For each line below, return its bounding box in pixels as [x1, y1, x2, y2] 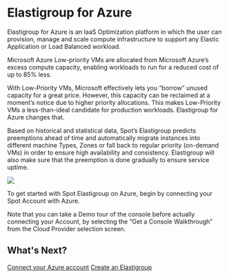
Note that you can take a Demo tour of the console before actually [7, 210, 195, 218]
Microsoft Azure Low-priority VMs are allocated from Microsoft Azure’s [7, 55, 209, 63]
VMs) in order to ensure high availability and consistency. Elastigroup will [7, 148, 215, 157]
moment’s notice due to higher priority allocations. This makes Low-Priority [7, 98, 221, 106]
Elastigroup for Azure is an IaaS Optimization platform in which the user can [7, 28, 222, 36]
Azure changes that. [7, 112, 65, 121]
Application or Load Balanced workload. [7, 42, 121, 50]
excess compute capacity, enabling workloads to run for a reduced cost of [7, 63, 219, 71]
